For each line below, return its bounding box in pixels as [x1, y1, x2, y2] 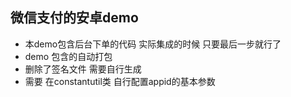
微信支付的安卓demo [10, 9, 139, 27]
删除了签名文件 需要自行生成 [24, 63, 142, 75]
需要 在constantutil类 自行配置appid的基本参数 [24, 75, 216, 87]
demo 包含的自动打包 [24, 50, 113, 62]
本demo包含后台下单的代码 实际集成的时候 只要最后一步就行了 [24, 38, 282, 50]
